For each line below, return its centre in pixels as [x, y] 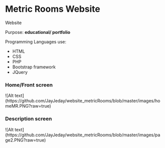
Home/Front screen [29, 85]
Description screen [29, 119]
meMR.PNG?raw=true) [28, 106]
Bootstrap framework [34, 67]
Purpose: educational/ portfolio [38, 32]
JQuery [20, 72]
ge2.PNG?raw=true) [25, 140]
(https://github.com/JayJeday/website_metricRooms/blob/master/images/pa [83, 135]
